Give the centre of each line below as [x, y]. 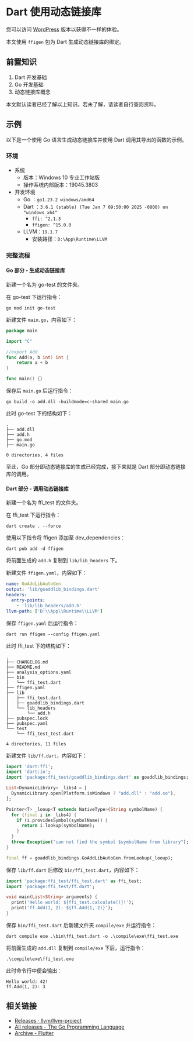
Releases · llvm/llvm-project [48, 1020]
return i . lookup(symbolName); [58, 826]
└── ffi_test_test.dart [45, 734]
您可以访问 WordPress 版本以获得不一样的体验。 [64, 29]
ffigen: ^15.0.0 [52, 225]
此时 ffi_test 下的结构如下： [39, 646]
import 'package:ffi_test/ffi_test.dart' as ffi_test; [74, 881]
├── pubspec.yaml [27, 723]
